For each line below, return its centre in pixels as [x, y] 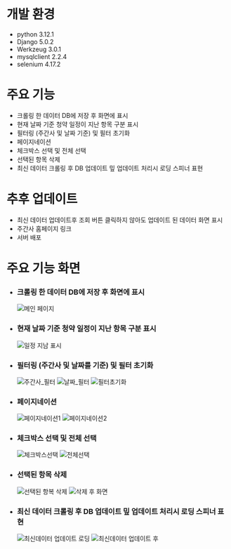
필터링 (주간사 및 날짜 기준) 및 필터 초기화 [73, 133]
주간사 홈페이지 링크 [44, 228]
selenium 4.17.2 [39, 64]
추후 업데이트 [42, 199]
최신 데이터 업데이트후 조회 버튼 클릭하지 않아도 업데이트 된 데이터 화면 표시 [120, 220]
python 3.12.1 [35, 34]
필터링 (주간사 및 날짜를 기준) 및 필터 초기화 [85, 365]
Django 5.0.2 [35, 41]
